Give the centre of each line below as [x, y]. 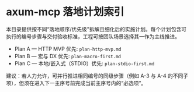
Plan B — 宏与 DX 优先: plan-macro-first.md [68, 56]
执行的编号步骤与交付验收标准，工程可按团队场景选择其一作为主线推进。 [93, 36]
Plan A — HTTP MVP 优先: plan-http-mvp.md [68, 49]
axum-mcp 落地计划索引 [65, 12]
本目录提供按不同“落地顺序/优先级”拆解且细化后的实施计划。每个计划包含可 [96, 29]
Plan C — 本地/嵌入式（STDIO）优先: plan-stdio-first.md [84, 63]
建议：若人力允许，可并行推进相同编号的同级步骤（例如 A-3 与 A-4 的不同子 [97, 76]
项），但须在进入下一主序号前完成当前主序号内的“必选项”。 [76, 83]
